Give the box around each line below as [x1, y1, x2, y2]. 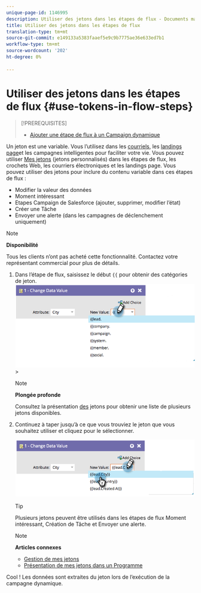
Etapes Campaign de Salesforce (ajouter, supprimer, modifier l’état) [14, 198, 181, 206]
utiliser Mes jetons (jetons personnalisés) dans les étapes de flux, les [6, 155, 176, 162]
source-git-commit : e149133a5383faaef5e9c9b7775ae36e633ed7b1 [6, 35, 165, 41]
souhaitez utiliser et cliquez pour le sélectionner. [14, 428, 135, 435]
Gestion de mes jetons [23, 555, 80, 563]
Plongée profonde [14, 392, 61, 399]
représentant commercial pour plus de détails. [6, 259, 120, 266]
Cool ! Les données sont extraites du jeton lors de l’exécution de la [6, 573, 170, 581]
